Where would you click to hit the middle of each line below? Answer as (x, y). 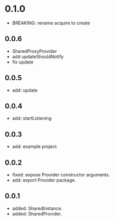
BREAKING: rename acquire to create (51, 23)
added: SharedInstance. (37, 208)
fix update (23, 62)
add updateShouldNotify (38, 56)
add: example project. (35, 147)
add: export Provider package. (44, 180)
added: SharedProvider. (37, 213)
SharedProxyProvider (34, 51)
